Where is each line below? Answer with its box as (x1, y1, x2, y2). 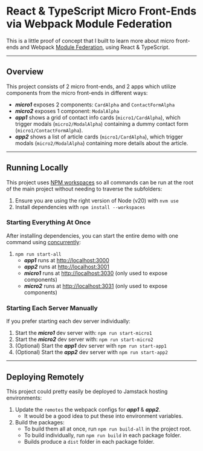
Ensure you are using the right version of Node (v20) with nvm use (14, 196, 179, 204)
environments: (6, 394, 42, 401)
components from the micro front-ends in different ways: (6, 89, 148, 96)
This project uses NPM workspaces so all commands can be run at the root (6, 178, 194, 186)
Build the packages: (14, 418, 65, 426)
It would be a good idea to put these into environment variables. (24, 412, 183, 420)
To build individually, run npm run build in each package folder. (24, 431, 181, 439)
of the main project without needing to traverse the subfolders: (6, 185, 163, 192)
